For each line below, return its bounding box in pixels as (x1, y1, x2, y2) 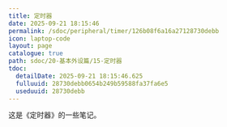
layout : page (8, 42, 53, 50)
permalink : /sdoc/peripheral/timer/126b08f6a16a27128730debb (8, 27, 220, 35)
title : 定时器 (8, 11, 53, 20)
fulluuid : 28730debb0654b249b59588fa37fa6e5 (15, 79, 169, 87)
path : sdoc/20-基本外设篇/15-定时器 (8, 57, 123, 66)
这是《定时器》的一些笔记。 (8, 110, 101, 120)
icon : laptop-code (8, 34, 71, 43)
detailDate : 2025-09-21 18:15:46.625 (15, 72, 143, 80)
